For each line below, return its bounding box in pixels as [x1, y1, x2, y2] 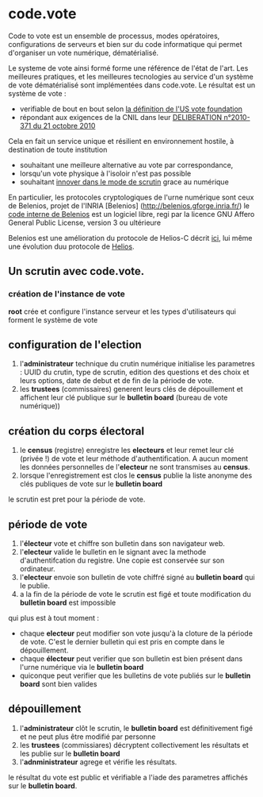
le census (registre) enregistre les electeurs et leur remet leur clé [19, 446, 234, 455]
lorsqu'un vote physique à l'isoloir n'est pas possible [19, 168, 192, 178]
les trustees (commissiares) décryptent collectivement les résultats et [19, 740, 250, 749]
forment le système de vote [8, 315, 98, 324]
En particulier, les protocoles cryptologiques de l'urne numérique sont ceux [8, 192, 254, 202]
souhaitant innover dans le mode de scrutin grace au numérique [19, 176, 230, 187]
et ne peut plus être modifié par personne [19, 732, 156, 741]
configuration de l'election [8, 339, 143, 352]
